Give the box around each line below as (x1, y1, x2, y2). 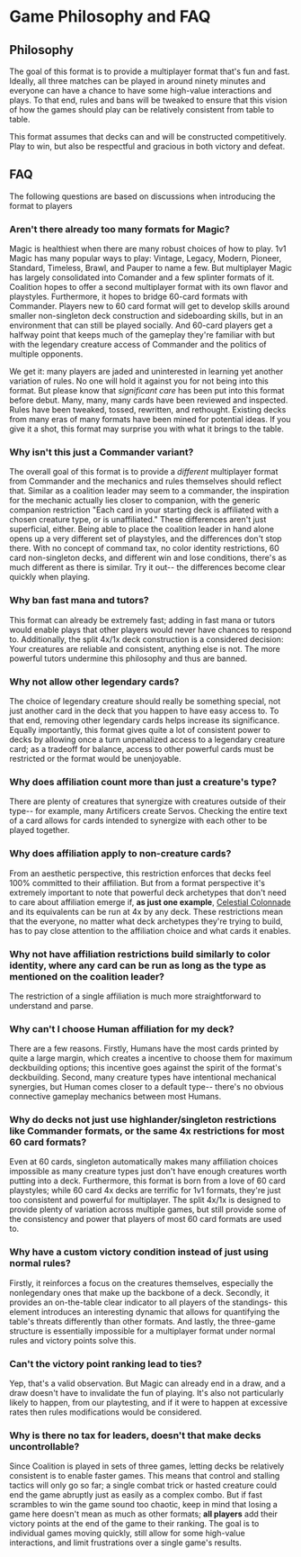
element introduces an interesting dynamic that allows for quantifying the (9, 1306, 280, 1317)
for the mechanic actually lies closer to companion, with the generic (9, 495, 261, 506)
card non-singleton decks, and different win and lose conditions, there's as (9, 552, 288, 564)
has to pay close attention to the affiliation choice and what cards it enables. (9, 925, 292, 936)
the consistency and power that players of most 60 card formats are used (9, 1214, 282, 1225)
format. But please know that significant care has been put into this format (9, 385, 285, 396)
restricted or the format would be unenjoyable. (9, 754, 181, 764)
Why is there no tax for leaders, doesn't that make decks (9, 1429, 261, 1442)
